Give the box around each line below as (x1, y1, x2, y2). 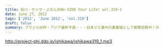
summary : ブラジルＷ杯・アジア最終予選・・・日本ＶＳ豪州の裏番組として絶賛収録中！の (5, 25, 160, 30)
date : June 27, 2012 (5, 12, 47, 16)
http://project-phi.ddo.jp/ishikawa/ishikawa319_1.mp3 (5, 38, 113, 44)
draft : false (5, 20, 32, 26)
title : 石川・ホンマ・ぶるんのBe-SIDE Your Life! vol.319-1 (5, 7, 122, 12)
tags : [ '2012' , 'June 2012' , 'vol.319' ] (5, 16, 89, 21)
